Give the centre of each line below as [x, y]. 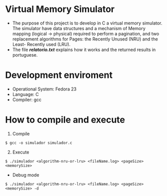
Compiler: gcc [27, 99]
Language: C [25, 94]
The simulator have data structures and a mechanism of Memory [79, 28]
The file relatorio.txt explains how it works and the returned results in [84, 49]
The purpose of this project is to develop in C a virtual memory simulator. [87, 23]
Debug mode [26, 175]
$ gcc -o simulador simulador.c [39, 143]
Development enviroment [59, 75]
